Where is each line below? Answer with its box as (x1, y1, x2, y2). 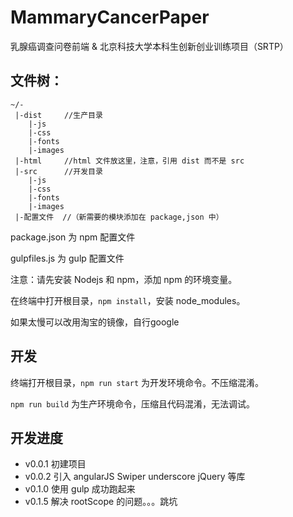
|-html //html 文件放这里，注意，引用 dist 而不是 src (14, 156, 245, 166)
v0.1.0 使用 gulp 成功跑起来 (24, 483, 136, 495)
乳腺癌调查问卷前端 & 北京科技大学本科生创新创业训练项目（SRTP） (10, 40, 289, 52)
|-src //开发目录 (14, 166, 103, 176)
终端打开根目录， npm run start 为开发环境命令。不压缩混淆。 (10, 376, 265, 388)
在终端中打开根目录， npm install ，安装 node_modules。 (10, 294, 246, 306)
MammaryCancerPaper (10, 6, 210, 29)
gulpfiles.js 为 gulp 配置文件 (10, 252, 125, 264)
